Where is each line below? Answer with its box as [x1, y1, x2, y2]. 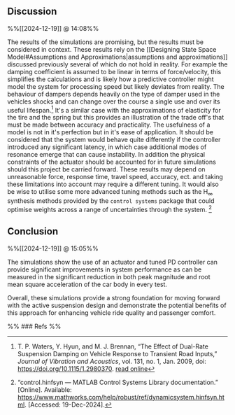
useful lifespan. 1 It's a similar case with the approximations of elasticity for [7, 104, 222, 114]
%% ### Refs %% [7, 322, 62, 330]
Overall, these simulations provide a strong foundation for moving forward [7, 293, 220, 302]
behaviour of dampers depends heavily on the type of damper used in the [7, 90, 220, 98]
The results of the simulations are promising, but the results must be [7, 38, 204, 46]
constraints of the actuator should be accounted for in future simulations [7, 157, 217, 167]
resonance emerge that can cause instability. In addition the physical [7, 150, 205, 159]
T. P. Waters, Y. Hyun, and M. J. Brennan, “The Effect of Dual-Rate [17, 342, 208, 351]
